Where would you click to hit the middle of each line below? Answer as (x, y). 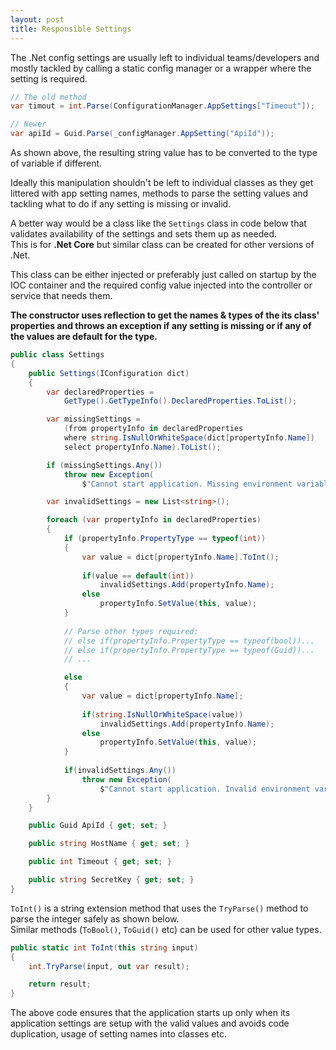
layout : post (37, 19)
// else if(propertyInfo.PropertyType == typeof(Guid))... (189, 650)
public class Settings (57, 355)
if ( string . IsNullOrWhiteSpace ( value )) (162, 714)
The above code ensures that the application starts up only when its (150, 1013)
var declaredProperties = (100, 392)
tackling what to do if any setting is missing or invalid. (121, 204)
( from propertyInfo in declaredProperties (153, 429)
